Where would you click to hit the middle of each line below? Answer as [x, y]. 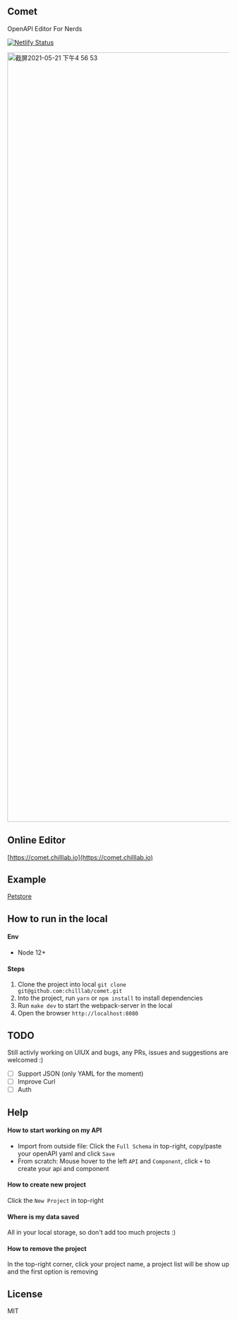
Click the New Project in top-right [55, 1201]
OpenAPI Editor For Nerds [45, 28]
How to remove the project [47, 1248]
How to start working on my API [55, 1130]
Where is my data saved [43, 1216]
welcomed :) [25, 1060]
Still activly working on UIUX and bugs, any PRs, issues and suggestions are [118, 1052]
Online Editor [36, 840]
